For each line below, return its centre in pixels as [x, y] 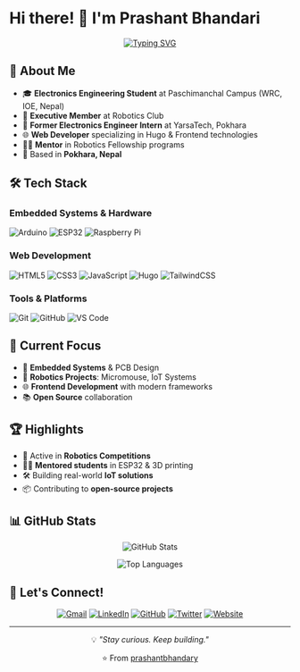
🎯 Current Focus [55, 346]
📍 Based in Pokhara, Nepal [72, 154]
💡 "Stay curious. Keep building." [150, 640]
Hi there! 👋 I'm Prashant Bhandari [135, 18]
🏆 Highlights [46, 429]
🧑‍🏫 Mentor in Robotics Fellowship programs [103, 144]
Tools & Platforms [48, 298]
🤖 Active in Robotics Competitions [87, 456]
